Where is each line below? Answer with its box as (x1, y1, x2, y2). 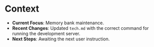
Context (5, 3, 40, 15)
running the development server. (12, 30, 81, 36)
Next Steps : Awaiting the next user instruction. (12, 36, 110, 42)
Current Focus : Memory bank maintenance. (12, 20, 104, 26)
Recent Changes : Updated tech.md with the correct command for (12, 25, 149, 31)
